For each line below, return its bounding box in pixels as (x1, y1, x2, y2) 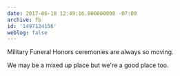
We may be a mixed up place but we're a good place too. (7, 61, 169, 69)
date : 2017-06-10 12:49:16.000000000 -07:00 (7, 10, 137, 17)
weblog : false (7, 29, 48, 36)
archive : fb (7, 16, 41, 23)
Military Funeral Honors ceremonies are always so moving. (7, 48, 174, 56)
